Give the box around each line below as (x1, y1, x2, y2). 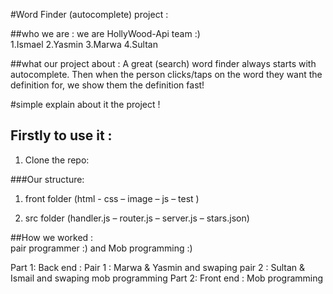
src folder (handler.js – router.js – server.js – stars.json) (24, 212, 250, 224)
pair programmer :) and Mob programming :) (10, 242, 193, 254)
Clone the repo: (24, 154, 90, 166)
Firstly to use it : (10, 127, 113, 144)
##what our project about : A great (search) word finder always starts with (10, 58, 317, 69)
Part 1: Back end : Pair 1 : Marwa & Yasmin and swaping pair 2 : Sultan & (10, 261, 306, 273)
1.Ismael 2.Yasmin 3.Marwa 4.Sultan (10, 39, 158, 50)
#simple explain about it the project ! (10, 99, 161, 110)
